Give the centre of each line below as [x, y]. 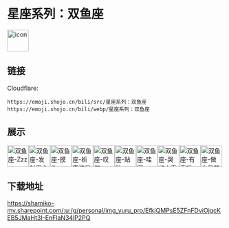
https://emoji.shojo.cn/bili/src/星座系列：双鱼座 [77, 102]
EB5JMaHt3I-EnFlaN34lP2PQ [49, 218]
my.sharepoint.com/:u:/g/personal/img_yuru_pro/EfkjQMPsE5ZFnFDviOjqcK [114, 211]
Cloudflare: [23, 88]
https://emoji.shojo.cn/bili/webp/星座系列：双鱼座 [78, 109]
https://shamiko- [31, 203]
